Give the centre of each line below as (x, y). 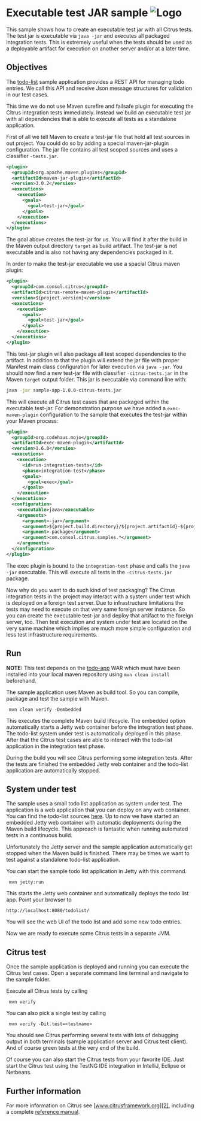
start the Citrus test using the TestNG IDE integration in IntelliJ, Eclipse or (96, 1066)
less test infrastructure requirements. (52, 634)
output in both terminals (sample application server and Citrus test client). (97, 1041)
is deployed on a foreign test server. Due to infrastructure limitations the (95, 602)
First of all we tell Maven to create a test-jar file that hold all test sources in (98, 137)
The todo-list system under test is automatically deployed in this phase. (94, 733)
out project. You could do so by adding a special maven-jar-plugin (88, 143)
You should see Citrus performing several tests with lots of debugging (92, 1035)
